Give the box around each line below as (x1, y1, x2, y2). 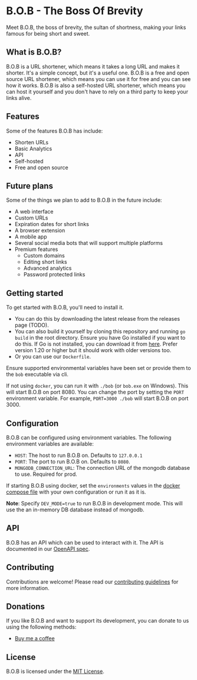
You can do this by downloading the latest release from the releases (14, 315, 180, 323)
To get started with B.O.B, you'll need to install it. (6, 304, 124, 311)
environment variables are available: (6, 440, 94, 447)
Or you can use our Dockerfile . (14, 353, 91, 360)
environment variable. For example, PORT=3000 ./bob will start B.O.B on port (6, 395, 189, 402)
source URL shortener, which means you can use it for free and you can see (6, 75, 191, 82)
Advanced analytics (23, 265, 72, 272)
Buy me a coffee (14, 635, 55, 642)
